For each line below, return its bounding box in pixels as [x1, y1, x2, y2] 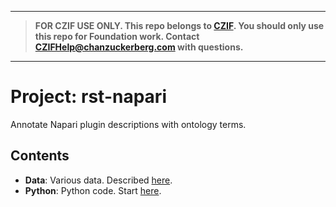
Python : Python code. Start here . [24, 184, 162, 196]
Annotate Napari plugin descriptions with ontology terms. [10, 118, 247, 130]
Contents [10, 147, 70, 165]
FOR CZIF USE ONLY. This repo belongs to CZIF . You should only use [34, 20, 325, 31]
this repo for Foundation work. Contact [34, 31, 200, 42]
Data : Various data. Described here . [24, 174, 173, 186]
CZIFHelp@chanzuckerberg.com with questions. [34, 41, 244, 53]
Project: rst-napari [10, 86, 167, 108]
